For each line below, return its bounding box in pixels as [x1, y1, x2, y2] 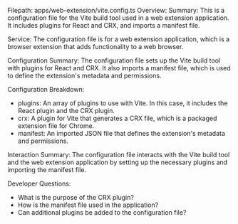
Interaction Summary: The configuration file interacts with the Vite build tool [7, 151, 230, 159]
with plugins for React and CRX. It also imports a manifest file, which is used [7, 64, 232, 72]
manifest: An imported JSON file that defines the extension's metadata [17, 129, 226, 137]
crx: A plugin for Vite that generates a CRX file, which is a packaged [17, 114, 217, 122]
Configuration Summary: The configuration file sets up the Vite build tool [7, 56, 221, 65]
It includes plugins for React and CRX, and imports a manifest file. [7, 21, 201, 29]
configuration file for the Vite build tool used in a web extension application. [7, 14, 229, 22]
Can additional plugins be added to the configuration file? [17, 208, 187, 216]
